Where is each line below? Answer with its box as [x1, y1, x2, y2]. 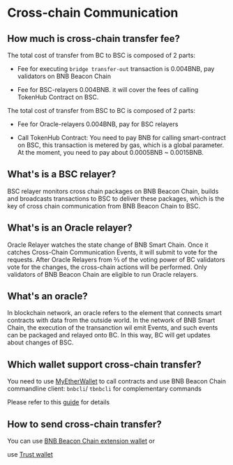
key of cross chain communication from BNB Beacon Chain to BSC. [7, 201, 201, 210]
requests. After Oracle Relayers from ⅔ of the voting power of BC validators [7, 255, 225, 264]
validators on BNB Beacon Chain [17, 72, 112, 80]
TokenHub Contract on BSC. [17, 93, 99, 101]
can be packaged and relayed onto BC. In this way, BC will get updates [7, 331, 211, 340]
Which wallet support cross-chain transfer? [7, 358, 202, 370]
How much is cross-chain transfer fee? [7, 33, 180, 45]
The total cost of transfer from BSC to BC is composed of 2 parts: [7, 107, 195, 114]
